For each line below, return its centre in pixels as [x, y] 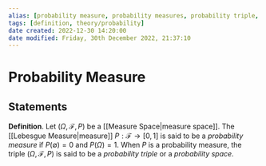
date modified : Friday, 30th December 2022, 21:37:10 [100, 38]
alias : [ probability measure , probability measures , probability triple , [134, 16]
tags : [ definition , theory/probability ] [77, 23]
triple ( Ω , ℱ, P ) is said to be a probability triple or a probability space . [121, 154]
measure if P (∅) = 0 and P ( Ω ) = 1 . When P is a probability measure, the [125, 145]
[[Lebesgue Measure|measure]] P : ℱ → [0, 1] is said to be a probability [126, 136]
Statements [38, 107]
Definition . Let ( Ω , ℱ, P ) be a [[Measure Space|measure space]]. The [121, 126]
